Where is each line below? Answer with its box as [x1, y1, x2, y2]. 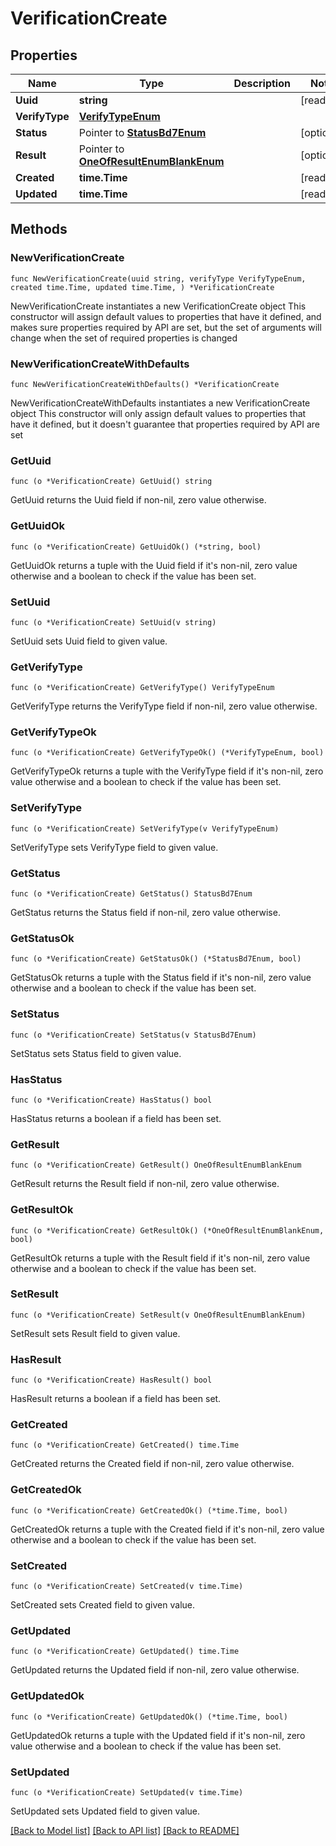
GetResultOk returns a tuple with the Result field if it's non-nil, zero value [10, 1252, 311, 1264]
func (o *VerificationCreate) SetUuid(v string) [10, 617, 217, 627]
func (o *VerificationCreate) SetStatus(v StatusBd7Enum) [10, 1030, 257, 1040]
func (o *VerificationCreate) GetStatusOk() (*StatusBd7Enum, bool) [10, 954, 302, 964]
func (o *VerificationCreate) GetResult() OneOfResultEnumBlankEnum [10, 1160, 302, 1171]
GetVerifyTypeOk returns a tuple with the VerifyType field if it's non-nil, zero [10, 765, 324, 777]
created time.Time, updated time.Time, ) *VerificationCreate [10, 282, 275, 292]
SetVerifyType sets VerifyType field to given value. [10, 841, 219, 853]
